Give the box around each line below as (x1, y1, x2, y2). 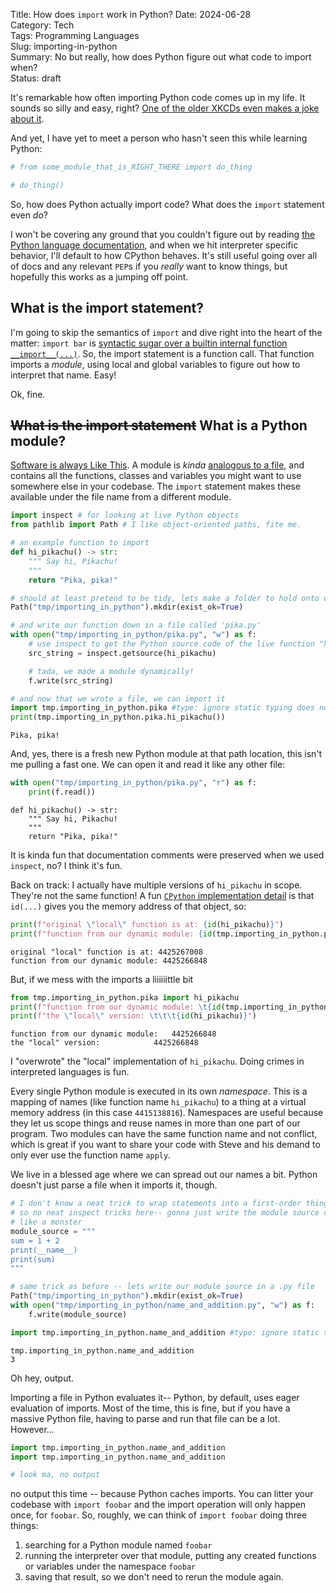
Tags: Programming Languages (10, 30, 140, 41)
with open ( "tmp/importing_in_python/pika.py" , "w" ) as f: (10, 630, 257, 640)
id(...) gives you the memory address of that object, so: (10, 900, 247, 912)
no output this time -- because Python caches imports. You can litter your (10, 1488, 314, 1500)
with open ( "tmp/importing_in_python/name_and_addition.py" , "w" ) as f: (10, 1300, 315, 1310)
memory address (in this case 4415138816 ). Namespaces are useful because (10, 1107, 324, 1119)
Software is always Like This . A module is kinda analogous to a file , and (10, 459, 305, 471)
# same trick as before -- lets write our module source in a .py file (10, 1282, 315, 1292)
